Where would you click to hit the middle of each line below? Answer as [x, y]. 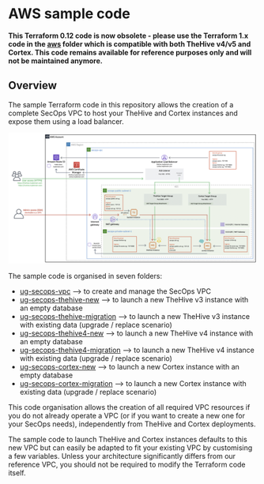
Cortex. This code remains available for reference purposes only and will [130, 52]
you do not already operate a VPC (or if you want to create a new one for [127, 415]
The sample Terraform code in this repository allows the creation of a [121, 104]
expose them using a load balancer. [66, 121]
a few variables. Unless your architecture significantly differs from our [122, 456]
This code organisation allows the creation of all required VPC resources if [129, 407]
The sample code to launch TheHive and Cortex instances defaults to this [128, 439]
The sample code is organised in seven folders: [85, 276]
